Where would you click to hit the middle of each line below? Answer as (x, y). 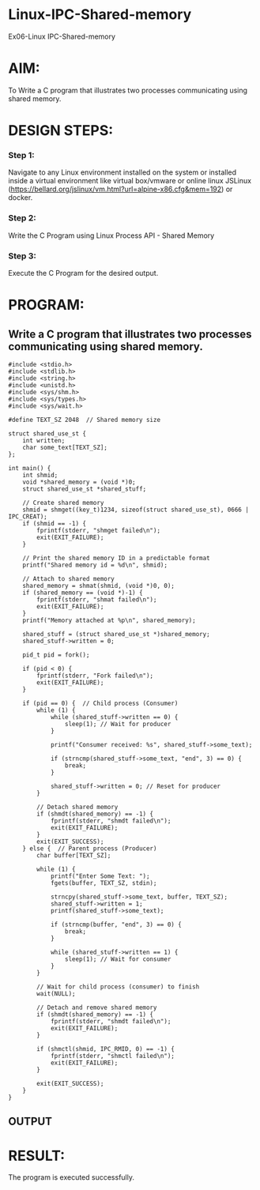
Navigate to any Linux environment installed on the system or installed (122, 172)
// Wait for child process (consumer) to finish (118, 987)
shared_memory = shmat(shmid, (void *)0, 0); (99, 586)
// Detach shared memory (77, 807)
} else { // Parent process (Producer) (90, 848)
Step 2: (23, 218)
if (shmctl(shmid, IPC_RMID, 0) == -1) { (106, 1049)
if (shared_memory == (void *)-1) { (83, 593)
